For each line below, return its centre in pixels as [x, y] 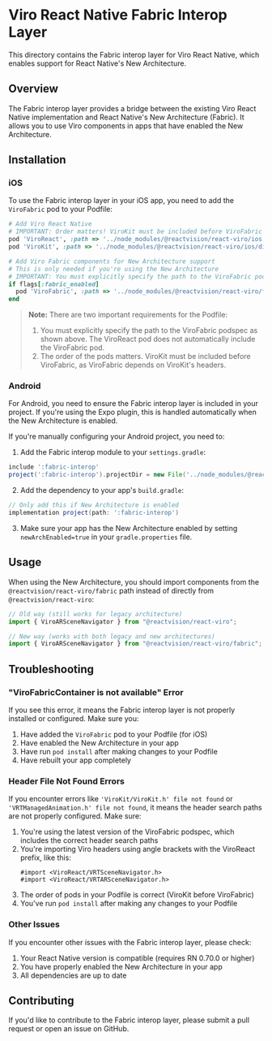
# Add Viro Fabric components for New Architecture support [112, 261]
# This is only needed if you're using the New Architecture [114, 269]
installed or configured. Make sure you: [74, 718]
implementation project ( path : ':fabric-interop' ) [94, 513]
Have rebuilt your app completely [76, 760]
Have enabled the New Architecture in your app [100, 743]
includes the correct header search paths [89, 840]
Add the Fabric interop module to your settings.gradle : [113, 452]
